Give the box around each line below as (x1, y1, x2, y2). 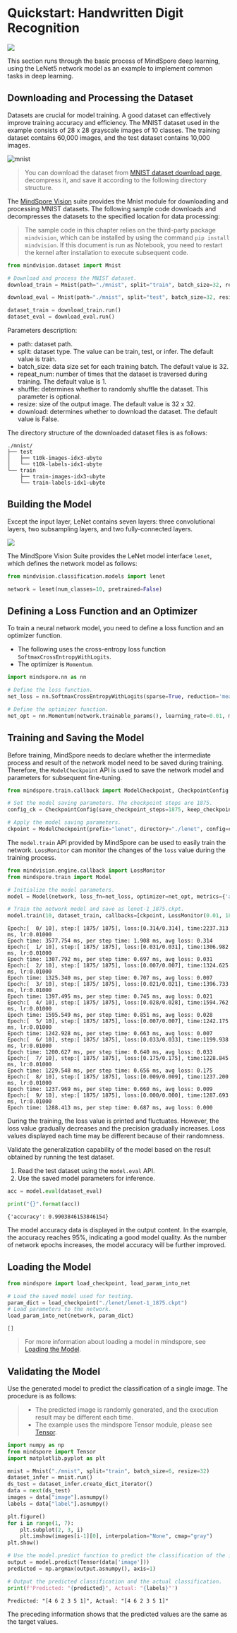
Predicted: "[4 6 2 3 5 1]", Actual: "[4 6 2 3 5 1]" (7, 1597, 169, 1605)
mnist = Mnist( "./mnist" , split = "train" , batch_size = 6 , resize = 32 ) (7, 1468, 210, 1475)
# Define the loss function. (7, 687, 93, 694)
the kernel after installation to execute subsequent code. (24, 248, 189, 257)
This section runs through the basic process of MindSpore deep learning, (7, 57, 221, 65)
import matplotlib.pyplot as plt (7, 1454, 106, 1462)
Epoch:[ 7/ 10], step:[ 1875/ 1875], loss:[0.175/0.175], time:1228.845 (7, 1055, 229, 1062)
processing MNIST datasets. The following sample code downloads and (7, 204, 217, 213)
